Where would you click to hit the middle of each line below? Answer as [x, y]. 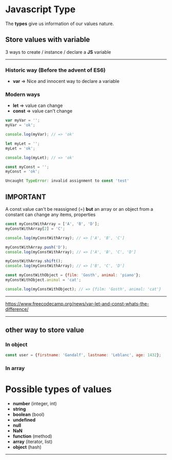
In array [15, 368]
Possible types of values [59, 389]
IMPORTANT [26, 197]
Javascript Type [40, 9]
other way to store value [45, 330]
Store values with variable [48, 40]
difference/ [17, 309]
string [19, 409]
